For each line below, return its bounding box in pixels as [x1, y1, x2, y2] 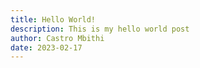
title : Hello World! [10, 14, 97, 25]
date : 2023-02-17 [10, 42, 83, 53]
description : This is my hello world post [10, 24, 190, 34]
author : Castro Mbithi [10, 33, 105, 43]
